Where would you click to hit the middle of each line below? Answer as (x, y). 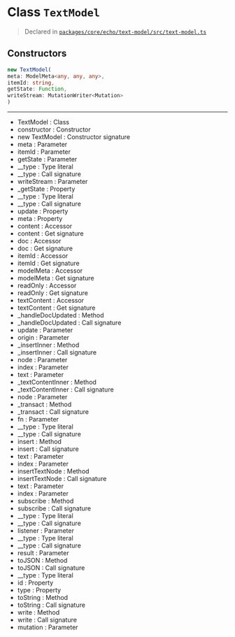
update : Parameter (45, 330)
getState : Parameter (47, 159)
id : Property (35, 582)
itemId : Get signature (48, 263)
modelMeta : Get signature (56, 278)
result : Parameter (43, 553)
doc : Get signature (45, 248)
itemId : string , (31, 83)
